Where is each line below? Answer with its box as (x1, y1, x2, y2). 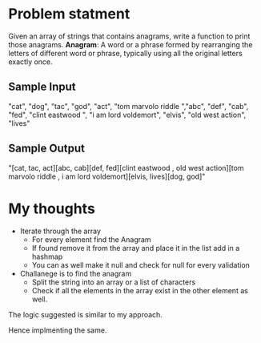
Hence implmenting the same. (8, 325, 107, 335)
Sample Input (8, 80, 76, 94)
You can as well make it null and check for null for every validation (31, 260, 251, 269)
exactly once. (8, 57, 54, 67)
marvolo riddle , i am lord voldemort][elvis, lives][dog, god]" (8, 171, 206, 181)
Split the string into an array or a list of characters (31, 277, 196, 287)
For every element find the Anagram (31, 234, 151, 244)
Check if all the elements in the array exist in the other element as (31, 285, 248, 295)
